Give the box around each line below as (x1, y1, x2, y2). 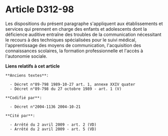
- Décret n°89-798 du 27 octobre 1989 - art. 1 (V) (10, 86, 122, 92)
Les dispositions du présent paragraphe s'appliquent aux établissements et (5, 20, 163, 27)
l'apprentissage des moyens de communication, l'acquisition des (5, 42, 142, 48)
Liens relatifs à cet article (5, 63, 60, 69)
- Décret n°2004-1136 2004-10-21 (10, 104, 81, 109)
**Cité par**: (5, 113, 36, 118)
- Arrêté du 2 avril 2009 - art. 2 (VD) (10, 122, 97, 127)
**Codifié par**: (5, 95, 42, 100)
